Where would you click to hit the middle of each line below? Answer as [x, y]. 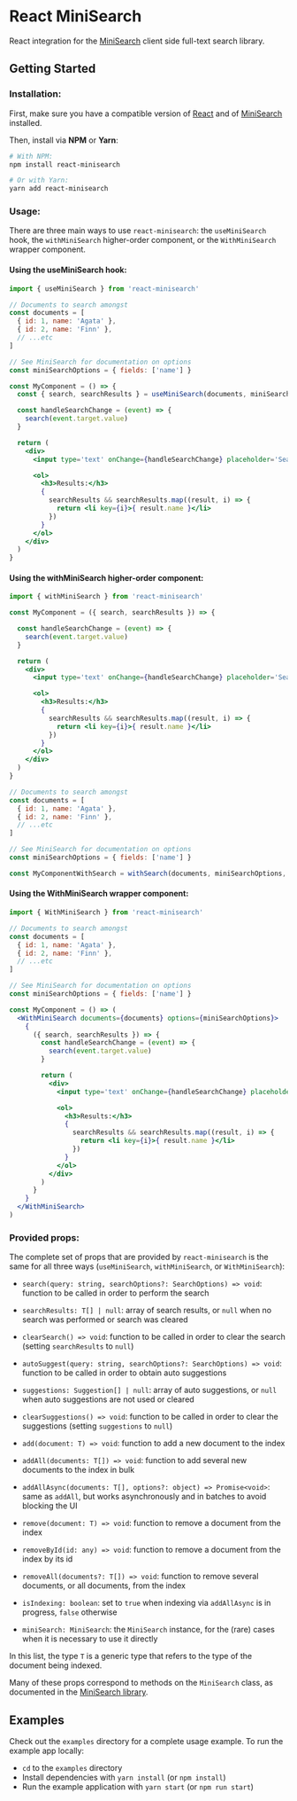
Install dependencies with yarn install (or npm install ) [124, 1778]
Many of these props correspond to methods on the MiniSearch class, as [141, 1683]
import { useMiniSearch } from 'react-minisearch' [104, 289]
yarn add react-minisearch [59, 189]
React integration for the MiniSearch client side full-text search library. [137, 41]
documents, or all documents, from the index [103, 1586]
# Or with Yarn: [39, 180]
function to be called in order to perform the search [115, 1293]
